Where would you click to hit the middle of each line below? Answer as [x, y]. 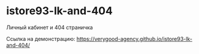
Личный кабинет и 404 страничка [49, 27]
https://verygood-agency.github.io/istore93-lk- [135, 39]
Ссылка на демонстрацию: [41, 39]
